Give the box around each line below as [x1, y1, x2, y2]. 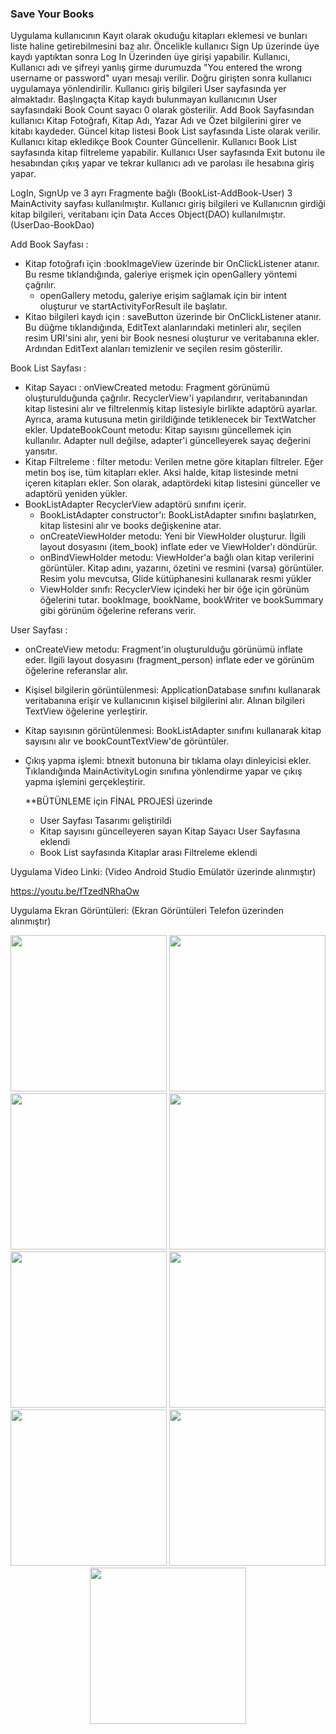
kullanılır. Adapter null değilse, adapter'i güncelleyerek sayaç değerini [24, 435, 311, 447]
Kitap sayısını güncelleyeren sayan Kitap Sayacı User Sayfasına [39, 825, 301, 837]
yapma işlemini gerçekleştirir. [24, 776, 146, 788]
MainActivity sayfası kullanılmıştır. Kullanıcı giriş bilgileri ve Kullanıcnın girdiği [10, 198, 327, 210]
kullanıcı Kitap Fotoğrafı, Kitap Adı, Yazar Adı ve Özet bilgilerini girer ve [10, 115, 302, 127]
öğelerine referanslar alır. [24, 665, 129, 677]
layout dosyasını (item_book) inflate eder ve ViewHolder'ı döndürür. [39, 541, 318, 553]
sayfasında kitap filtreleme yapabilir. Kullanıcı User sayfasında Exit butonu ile [10, 147, 326, 159]
